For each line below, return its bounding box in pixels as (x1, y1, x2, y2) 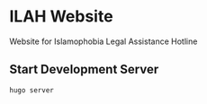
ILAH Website (9, 6, 114, 27)
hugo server (9, 85, 54, 95)
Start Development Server (9, 62, 159, 77)
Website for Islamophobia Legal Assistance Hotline (9, 36, 198, 47)
